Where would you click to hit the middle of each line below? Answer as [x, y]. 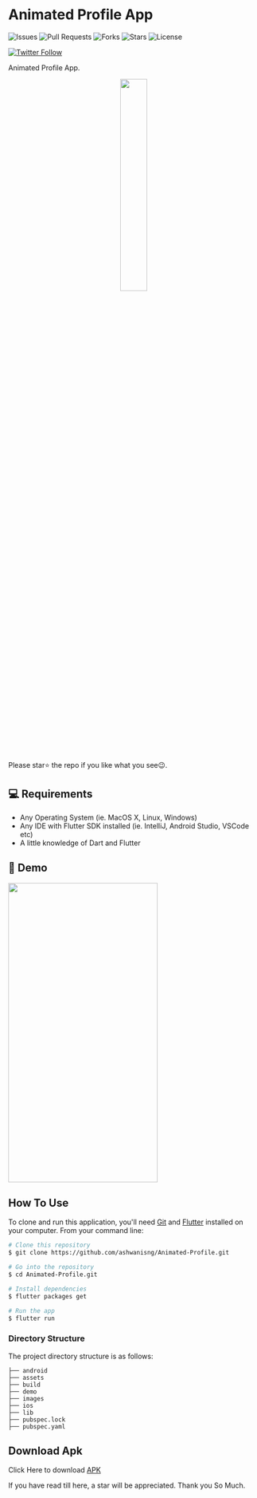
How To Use [39, 1203]
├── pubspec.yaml [37, 1426]
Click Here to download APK [55, 1470]
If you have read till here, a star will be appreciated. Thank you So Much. [127, 1485]
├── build [25, 1385]
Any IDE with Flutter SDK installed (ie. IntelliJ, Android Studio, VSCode [134, 826]
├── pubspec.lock [37, 1419]
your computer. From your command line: [76, 1231]
